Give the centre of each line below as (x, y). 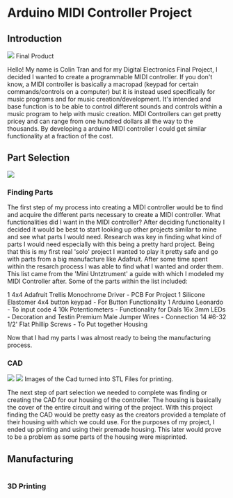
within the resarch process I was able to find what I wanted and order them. (115, 266)
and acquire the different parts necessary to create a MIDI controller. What (114, 215)
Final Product (35, 56)
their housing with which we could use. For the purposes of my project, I (111, 422)
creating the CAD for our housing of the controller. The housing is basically (114, 400)
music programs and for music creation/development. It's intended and (109, 99)
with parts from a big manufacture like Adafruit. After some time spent (107, 259)
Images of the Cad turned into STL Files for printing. (99, 379)
